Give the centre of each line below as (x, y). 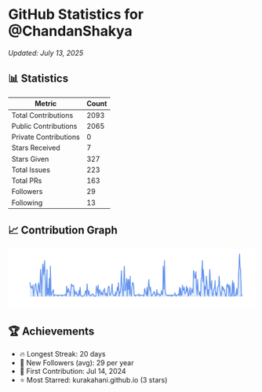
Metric (46, 104)
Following (27, 203)
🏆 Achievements (51, 331)
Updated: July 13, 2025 (46, 53)
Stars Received (36, 148)
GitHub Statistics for (76, 15)
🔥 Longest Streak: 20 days (62, 354)
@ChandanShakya (70, 31)
